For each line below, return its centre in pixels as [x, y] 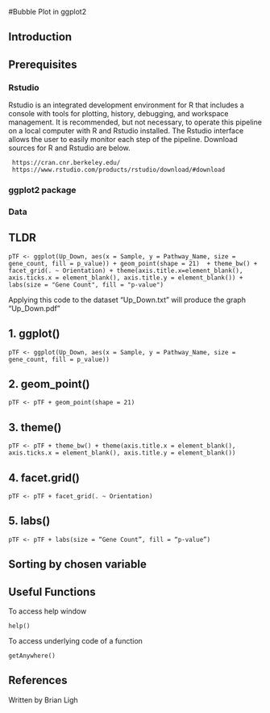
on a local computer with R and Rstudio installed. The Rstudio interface [126, 131]
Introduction [40, 37]
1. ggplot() [34, 334]
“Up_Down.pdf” [34, 308]
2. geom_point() [49, 384]
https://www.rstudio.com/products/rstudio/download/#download [118, 170]
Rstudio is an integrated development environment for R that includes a [126, 105]
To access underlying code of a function [76, 641]
